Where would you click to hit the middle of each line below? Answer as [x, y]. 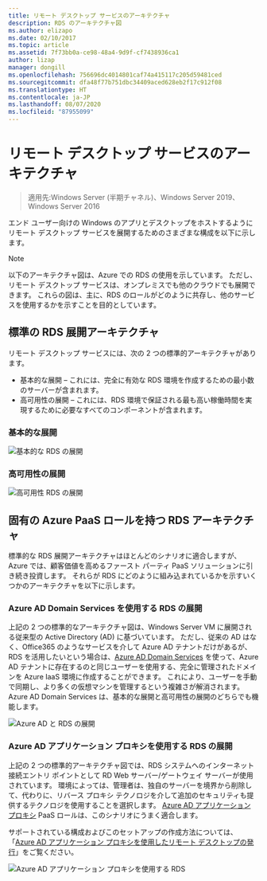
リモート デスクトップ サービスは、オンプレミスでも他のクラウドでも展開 [128, 284]
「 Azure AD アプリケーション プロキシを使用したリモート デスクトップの [128, 842]
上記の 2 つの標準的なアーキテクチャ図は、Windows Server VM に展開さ [127, 627]
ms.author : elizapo [41, 30]
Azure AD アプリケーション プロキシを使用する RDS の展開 [120, 746]
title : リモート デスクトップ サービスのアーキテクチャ [89, 16]
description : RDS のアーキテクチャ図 [65, 23]
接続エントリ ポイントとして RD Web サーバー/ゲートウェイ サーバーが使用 [131, 775]
